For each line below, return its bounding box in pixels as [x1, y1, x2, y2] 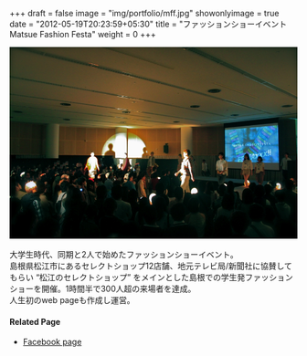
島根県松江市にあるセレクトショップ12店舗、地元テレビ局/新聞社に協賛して [9, 260, 292, 271]
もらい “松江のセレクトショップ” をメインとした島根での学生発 [9, 272, 246, 282]
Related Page [9, 316, 61, 327]
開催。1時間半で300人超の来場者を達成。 [40, 283, 196, 294]
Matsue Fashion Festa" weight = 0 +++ [9, 29, 157, 39]
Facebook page [22, 337, 82, 348]
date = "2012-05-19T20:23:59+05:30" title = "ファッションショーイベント [9, 18, 288, 29]
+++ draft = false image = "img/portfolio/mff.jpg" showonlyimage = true [9, 8, 280, 18]
